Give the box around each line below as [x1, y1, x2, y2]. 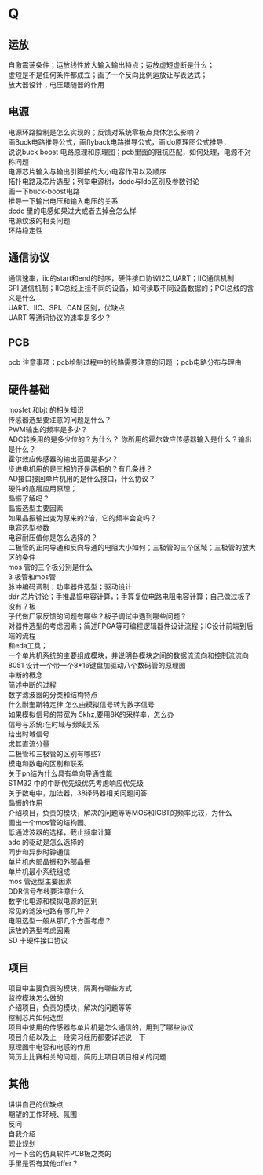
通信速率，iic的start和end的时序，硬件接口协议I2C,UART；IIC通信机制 [8, 273, 234, 283]
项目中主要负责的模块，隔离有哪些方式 [8, 983, 132, 993]
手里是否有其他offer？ [8, 1158, 79, 1168]
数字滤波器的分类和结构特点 [8, 690, 98, 699]
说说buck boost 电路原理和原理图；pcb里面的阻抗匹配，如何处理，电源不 [8, 147, 245, 156]
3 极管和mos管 [8, 572, 57, 582]
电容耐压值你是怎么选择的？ [8, 533, 98, 542]
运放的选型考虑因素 [8, 926, 71, 935]
